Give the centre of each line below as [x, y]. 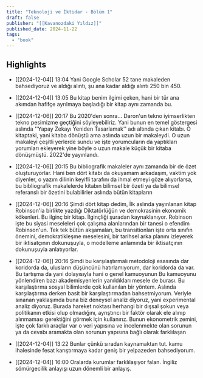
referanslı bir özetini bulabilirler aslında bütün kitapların [84, 192]
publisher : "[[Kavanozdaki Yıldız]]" [54, 23]
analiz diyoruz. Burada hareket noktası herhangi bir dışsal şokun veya [102, 306]
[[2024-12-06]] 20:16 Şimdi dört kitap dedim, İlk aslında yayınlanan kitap [105, 204]
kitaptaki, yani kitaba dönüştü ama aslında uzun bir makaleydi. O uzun [102, 135]
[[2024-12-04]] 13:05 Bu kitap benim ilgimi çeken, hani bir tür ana [97, 97]
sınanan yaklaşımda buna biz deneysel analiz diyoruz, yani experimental [105, 300]
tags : [13, 35]
